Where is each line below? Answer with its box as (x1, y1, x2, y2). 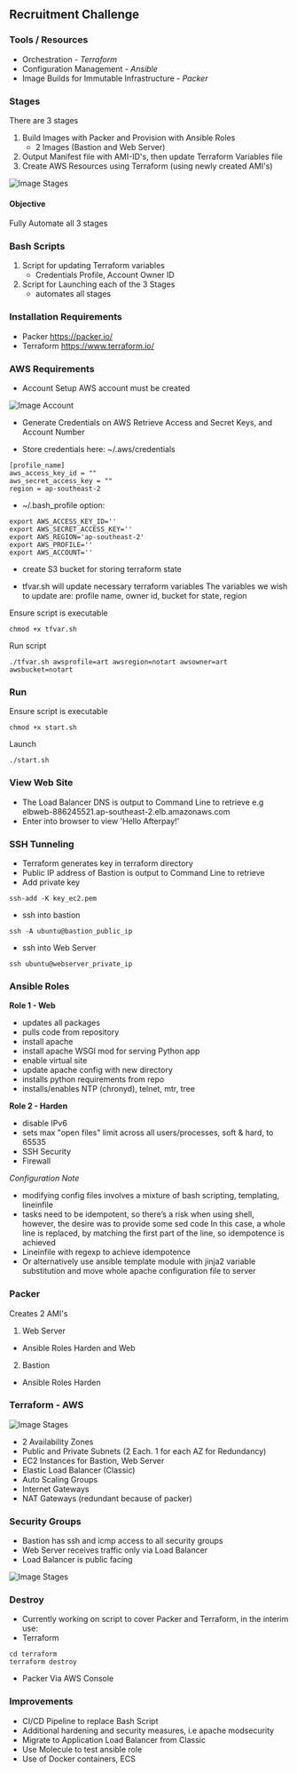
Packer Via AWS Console (21, 1674, 113, 1684)
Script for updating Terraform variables (21, 260, 166, 271)
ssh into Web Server (21, 942, 97, 953)
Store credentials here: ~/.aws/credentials (21, 444, 176, 455)
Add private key (21, 877, 81, 887)
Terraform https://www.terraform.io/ (21, 340, 155, 351)
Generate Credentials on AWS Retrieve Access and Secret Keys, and (21, 417, 273, 428)
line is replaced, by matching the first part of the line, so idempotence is (21, 1228, 285, 1238)
